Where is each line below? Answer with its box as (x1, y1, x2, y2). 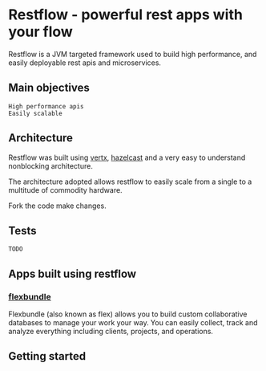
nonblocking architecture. (8, 161, 94, 170)
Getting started (8, 349, 87, 363)
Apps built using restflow (8, 267, 137, 280)
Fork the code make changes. (8, 201, 107, 210)
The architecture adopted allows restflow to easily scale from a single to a (8, 177, 252, 186)
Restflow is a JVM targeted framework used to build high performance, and (8, 49, 257, 59)
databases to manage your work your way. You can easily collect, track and (8, 318, 258, 328)
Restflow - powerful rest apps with (8, 6, 243, 24)
